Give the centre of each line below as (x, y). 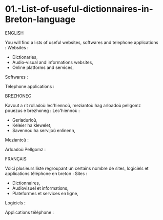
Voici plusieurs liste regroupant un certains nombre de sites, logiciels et (77, 168)
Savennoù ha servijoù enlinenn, (44, 130)
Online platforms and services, (43, 67)
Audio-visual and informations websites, (53, 62)
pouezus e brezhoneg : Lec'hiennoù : (42, 110)
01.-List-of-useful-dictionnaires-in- (79, 9)
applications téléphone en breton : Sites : (46, 173)
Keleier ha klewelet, (32, 125)
